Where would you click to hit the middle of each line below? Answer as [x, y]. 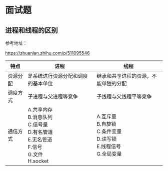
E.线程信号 [109, 146]
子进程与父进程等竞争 [53, 96]
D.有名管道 [40, 132]
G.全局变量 [109, 154]
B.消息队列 [40, 117]
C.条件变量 [109, 131]
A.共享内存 [40, 109]
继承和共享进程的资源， [124, 76]
